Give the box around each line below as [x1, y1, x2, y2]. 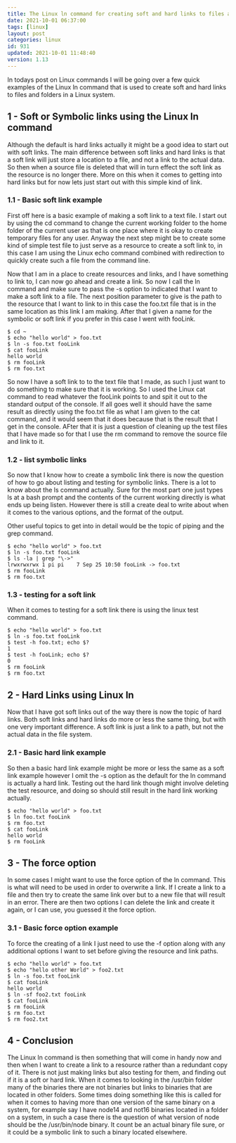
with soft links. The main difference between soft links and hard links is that [7, 148, 225, 156]
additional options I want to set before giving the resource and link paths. [7, 947, 219, 955]
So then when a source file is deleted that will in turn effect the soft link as [7, 162, 221, 171]
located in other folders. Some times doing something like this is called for [7, 1091, 222, 1099]
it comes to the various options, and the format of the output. [7, 508, 184, 517]
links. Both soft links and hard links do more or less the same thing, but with [7, 715, 226, 724]
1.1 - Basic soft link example [7, 195, 103, 205]
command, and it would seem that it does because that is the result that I [7, 414, 218, 423]
